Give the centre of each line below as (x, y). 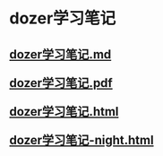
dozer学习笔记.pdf (61, 83)
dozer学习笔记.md (60, 54)
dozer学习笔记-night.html (81, 140)
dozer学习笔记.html (64, 112)
